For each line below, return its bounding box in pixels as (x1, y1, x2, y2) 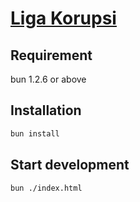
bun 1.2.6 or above (10, 73, 87, 85)
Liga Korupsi (10, 7, 117, 30)
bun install (10, 128, 60, 139)
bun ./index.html (10, 183, 83, 193)
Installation (10, 102, 82, 119)
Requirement (10, 47, 93, 64)
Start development (10, 157, 130, 174)
